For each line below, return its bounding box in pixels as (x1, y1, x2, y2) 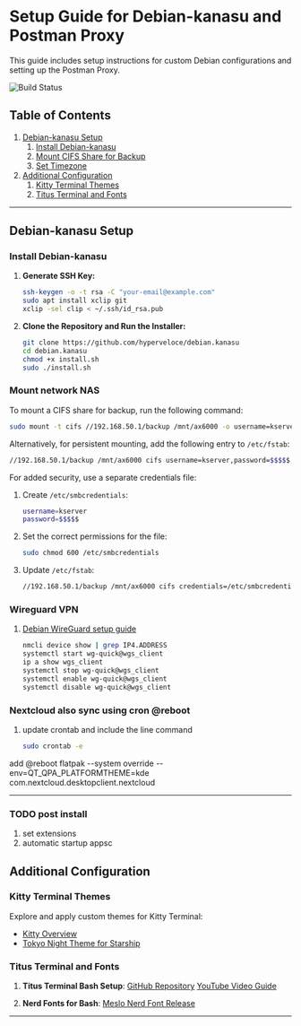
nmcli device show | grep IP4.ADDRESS (21, 641, 168, 650)
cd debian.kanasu (21, 346, 88, 355)
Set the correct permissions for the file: (21, 531, 168, 542)
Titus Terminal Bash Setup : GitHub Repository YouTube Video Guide (21, 980, 278, 992)
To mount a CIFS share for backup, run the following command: (9, 404, 244, 415)
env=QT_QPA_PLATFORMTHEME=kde (9, 767, 150, 778)
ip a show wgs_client (21, 657, 103, 667)
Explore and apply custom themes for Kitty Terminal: (9, 910, 203, 921)
